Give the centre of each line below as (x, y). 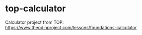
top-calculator (35, 9)
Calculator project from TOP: (35, 22)
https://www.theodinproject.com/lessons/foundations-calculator (71, 27)
